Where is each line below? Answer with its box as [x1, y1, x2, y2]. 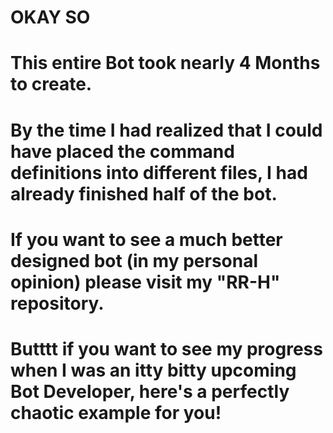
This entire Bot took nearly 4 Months [10, 52, 321, 75]
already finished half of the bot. [10, 182, 278, 205]
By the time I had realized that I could [10, 119, 323, 141]
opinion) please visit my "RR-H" [10, 271, 281, 293]
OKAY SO [10, 6, 91, 29]
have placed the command [10, 140, 235, 163]
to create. [10, 73, 93, 96]
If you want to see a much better [10, 228, 283, 251]
